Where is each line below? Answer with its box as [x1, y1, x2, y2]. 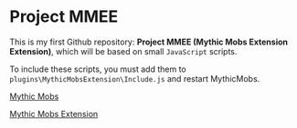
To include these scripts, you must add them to [9, 64, 187, 74]
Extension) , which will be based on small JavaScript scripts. [9, 45, 238, 56]
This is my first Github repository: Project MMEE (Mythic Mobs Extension [9, 36, 288, 47]
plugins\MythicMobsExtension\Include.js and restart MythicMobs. [9, 73, 260, 84]
